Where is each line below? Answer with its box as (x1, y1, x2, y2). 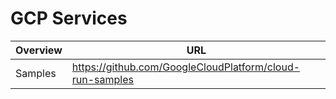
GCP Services (10, 7, 128, 30)
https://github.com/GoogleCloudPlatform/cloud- (71, 60, 301, 74)
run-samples (71, 72, 134, 86)
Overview (15, 43, 63, 57)
